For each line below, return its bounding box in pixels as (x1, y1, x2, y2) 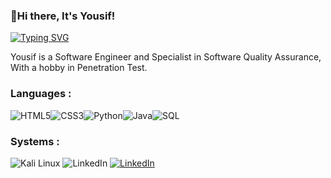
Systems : (10, 134, 60, 148)
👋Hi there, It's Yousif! (10, 9, 116, 23)
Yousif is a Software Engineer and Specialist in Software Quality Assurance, (10, 51, 322, 63)
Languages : (10, 87, 72, 101)
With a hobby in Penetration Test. (10, 62, 148, 74)
